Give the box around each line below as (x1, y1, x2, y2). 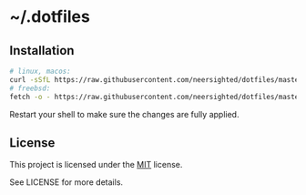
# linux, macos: (9, 67, 71, 76)
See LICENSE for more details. (9, 177, 124, 188)
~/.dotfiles (9, 6, 91, 27)
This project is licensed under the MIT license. (9, 159, 183, 170)
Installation (9, 43, 75, 58)
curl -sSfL (9, 75, 51, 84)
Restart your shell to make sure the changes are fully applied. (9, 108, 240, 119)
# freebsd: (9, 84, 51, 93)
